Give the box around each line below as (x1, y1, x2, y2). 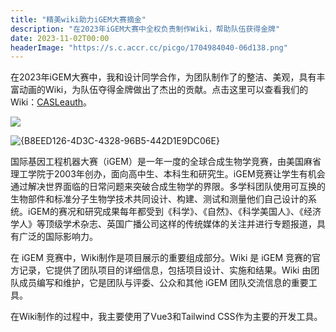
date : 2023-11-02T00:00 (10, 33, 110, 43)
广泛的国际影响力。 (18, 231, 98, 243)
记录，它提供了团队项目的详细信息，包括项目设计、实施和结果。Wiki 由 (18, 264, 312, 276)
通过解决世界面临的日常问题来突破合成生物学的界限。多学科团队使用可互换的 (10, 181, 326, 193)
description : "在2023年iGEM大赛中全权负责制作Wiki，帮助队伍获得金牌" (10, 24, 281, 34)
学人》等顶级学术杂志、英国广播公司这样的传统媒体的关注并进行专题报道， (10, 218, 317, 230)
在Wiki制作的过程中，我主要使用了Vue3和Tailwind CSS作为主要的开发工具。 (10, 311, 323, 323)
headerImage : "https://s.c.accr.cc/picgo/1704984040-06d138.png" (10, 42, 288, 53)
